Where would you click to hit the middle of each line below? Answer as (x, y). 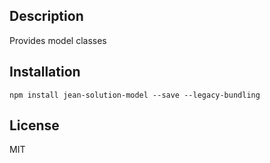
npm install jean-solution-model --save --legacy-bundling (135, 95)
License (34, 125)
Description (46, 16)
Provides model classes (58, 40)
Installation (45, 72)
